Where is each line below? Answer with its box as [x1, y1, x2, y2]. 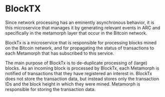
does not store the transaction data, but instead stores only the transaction [5, 76, 159, 82]
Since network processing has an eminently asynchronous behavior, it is [5, 19, 154, 25]
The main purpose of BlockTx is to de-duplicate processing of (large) [5, 60, 147, 66]
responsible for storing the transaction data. [5, 86, 96, 92]
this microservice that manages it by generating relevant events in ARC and [5, 24, 160, 30]
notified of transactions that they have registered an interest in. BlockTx [5, 70, 152, 76]
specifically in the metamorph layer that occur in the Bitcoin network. [5, 30, 147, 36]
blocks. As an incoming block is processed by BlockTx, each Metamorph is [5, 65, 159, 71]
